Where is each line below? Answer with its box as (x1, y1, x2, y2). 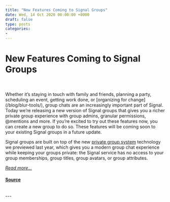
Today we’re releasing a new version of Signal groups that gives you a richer (5, 107, 165, 113)
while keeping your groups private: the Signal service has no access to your (5, 149, 164, 155)
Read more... (5, 164, 32, 171)
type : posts (5, 21, 30, 27)
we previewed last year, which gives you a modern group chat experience (5, 144, 160, 150)
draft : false (5, 17, 33, 22)
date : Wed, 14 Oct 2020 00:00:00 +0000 (5, 12, 90, 17)
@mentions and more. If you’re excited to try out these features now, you (5, 118, 158, 124)
